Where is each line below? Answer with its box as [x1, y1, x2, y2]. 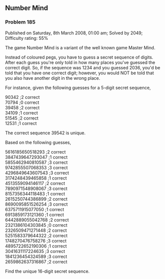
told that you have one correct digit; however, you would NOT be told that [5, 70, 154, 76]
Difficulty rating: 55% [5, 35, 48, 41]
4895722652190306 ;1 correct [5, 243, 67, 249]
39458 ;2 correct [5, 104, 40, 110]
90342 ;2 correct [5, 94, 40, 100]
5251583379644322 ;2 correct [5, 232, 68, 238]
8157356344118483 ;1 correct [5, 190, 66, 196]
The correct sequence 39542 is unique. [5, 130, 86, 136]
